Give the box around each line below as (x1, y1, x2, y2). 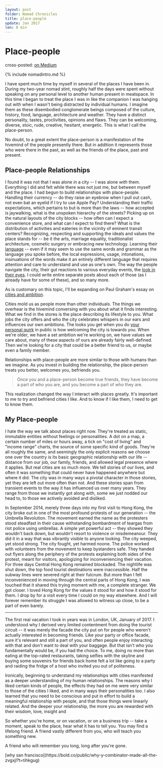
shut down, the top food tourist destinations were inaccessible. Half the (5, 566, 148, 572)
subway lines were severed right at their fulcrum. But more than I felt (5, 572, 142, 577)
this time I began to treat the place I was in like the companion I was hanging (5, 97, 158, 102)
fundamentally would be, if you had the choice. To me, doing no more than (5, 647, 154, 653)
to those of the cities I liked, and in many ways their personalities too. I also (5, 687, 155, 694)
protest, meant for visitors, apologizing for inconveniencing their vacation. (5, 556, 153, 562)
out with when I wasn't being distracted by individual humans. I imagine (5, 101, 148, 107)
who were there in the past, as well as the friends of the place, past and (5, 147, 148, 153)
